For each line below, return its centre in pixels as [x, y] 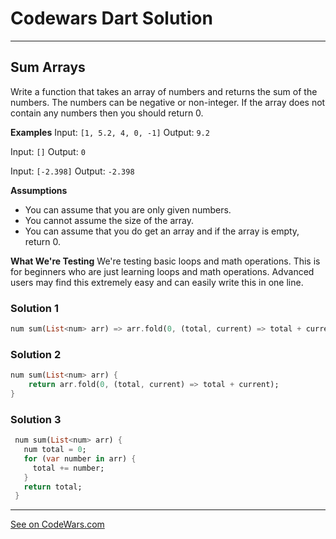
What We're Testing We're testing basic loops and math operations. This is [165, 261]
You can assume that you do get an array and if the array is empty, [162, 231]
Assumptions [39, 190]
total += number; [68, 468]
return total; [53, 487]
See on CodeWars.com [57, 524]
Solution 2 [36, 354]
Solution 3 [36, 419]
